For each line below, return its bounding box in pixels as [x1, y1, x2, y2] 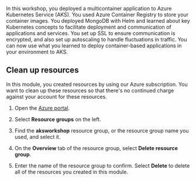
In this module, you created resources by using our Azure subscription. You [6, 81, 188, 88]
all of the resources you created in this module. [14, 168, 129, 175]
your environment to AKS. [6, 48, 68, 55]
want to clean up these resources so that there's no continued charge [6, 87, 174, 94]
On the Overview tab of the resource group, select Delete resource [14, 144, 178, 151]
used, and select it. [14, 133, 61, 140]
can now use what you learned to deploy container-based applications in [6, 42, 182, 49]
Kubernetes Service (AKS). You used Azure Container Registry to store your [6, 11, 189, 18]
